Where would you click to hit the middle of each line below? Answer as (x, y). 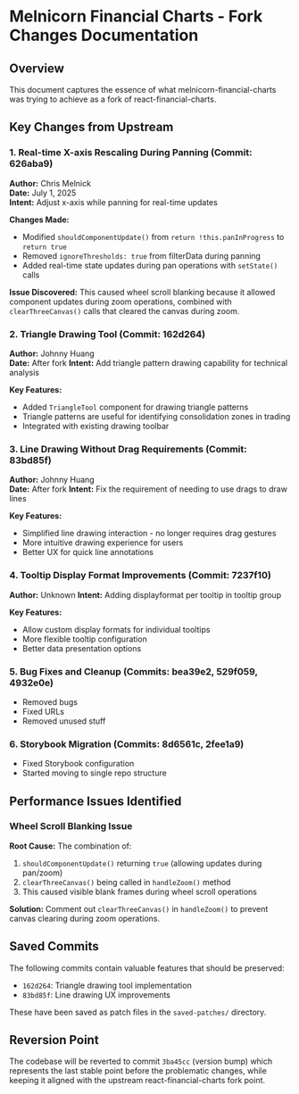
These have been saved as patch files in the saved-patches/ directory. (138, 1012)
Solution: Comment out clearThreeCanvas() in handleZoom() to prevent (139, 908)
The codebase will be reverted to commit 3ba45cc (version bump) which (141, 1061)
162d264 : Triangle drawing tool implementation (107, 985)
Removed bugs (50, 701)
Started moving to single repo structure (94, 773)
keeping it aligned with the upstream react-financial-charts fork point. (137, 1081)
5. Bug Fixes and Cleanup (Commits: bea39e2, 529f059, (133, 671)
